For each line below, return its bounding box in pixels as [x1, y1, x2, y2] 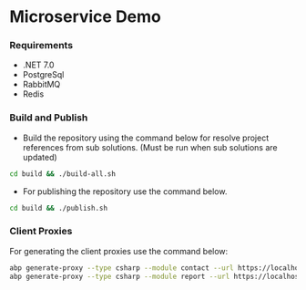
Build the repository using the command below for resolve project [22, 132, 270, 143]
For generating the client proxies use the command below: [9, 245, 229, 256]
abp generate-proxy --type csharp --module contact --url [9, 263, 234, 273]
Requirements [9, 39, 74, 52]
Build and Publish [9, 111, 88, 124]
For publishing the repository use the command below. [22, 185, 228, 197]
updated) [22, 151, 57, 162]
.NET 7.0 [22, 59, 55, 70]
